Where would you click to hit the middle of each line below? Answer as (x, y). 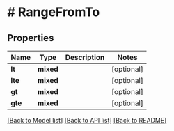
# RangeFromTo (54, 12)
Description (85, 57)
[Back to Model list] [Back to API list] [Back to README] (87, 120)
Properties (31, 38)
